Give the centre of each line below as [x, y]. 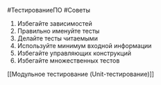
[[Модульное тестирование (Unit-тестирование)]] [81, 74]
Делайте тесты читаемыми [58, 38]
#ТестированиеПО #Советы [49, 10]
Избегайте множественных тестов [68, 61]
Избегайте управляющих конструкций [74, 53]
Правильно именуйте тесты [58, 31]
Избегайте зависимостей [54, 23]
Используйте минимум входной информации [84, 46]
